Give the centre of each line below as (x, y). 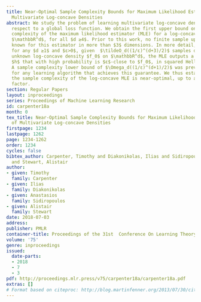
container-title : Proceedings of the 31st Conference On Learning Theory (101, 234)
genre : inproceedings (33, 245)
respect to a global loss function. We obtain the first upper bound (100, 28)
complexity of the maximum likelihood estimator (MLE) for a (89, 34)
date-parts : (27, 257)
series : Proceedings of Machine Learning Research (71, 100)
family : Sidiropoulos (39, 201)
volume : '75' (22, 240)
